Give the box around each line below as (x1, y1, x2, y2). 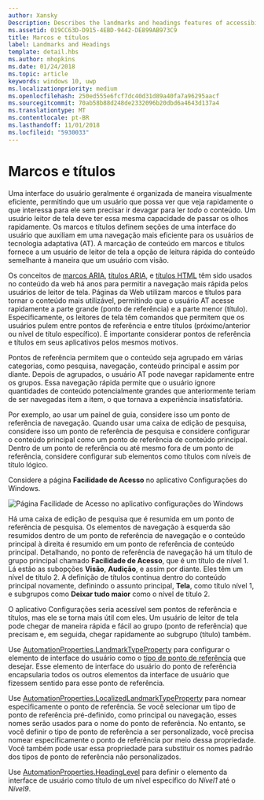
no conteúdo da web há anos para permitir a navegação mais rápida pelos (8, 278, 249, 288)
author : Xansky (8, 11, 58, 20)
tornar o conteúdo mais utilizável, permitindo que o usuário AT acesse (8, 296, 235, 305)
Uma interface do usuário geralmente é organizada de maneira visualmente (8, 188, 253, 197)
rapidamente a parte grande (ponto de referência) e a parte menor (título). (8, 304, 248, 313)
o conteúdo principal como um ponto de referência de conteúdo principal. (8, 434, 247, 444)
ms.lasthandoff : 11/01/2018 (8, 121, 101, 129)
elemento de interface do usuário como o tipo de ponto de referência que (8, 653, 246, 662)
